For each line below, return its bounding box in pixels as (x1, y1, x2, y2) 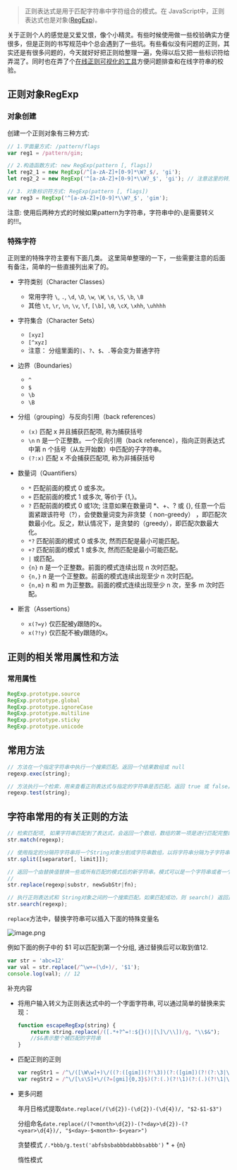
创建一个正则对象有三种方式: (7, 128, 90, 137)
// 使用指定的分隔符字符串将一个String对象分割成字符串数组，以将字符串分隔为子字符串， (7, 849, 236, 856)
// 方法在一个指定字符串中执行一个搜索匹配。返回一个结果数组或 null (7, 763, 186, 771)
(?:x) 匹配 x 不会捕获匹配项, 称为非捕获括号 (28, 454, 155, 463)
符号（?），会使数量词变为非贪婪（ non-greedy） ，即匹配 (52, 511, 221, 519)
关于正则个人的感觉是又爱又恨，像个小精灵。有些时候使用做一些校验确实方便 (7, 31, 230, 39)
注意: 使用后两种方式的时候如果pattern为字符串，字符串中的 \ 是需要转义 (7, 208, 214, 217)
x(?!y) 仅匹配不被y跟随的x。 (28, 628, 111, 637)
